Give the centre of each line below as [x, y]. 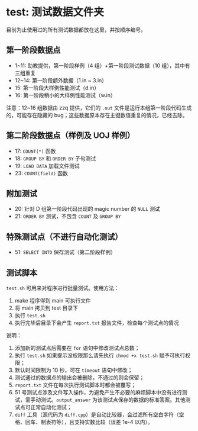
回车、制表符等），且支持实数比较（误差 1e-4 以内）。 [89, 422]
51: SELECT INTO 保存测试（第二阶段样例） [65, 252]
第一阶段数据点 [33, 50]
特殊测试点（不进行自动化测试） [64, 237]
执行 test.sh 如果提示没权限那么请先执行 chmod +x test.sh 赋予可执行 [100, 355]
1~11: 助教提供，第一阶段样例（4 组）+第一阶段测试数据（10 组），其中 [100, 65]
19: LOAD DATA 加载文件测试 [47, 166]
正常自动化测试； [51, 407]
